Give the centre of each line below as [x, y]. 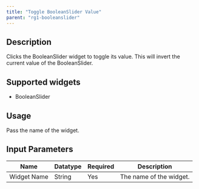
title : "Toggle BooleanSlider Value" [54, 12]
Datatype [68, 166]
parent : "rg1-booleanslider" [43, 18]
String [63, 176]
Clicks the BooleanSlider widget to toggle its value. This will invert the [93, 57]
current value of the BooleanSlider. [50, 63]
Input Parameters [40, 149]
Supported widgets [43, 82]
